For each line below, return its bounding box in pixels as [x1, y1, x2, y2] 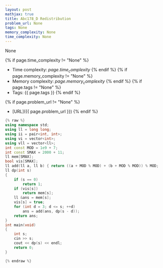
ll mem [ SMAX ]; [5, 154, 34, 159]
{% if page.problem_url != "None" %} [5, 99, 80, 105]
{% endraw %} [5, 258, 32, 264]
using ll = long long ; [5, 127, 51, 132]
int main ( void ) [5, 223, 36, 227]
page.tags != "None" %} [12, 84, 61, 90]
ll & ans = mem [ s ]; [14, 195, 51, 200]
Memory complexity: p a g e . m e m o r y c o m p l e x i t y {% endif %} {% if [12, 78, 142, 85]
